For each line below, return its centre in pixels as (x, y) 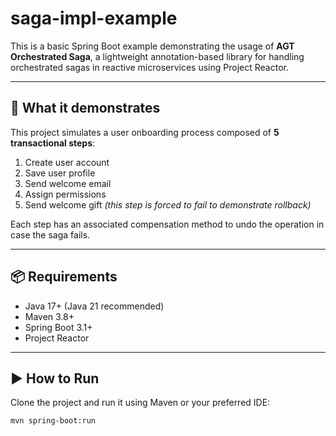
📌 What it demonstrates (85, 108)
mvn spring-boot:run (53, 421)
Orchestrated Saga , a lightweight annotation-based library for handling (157, 56)
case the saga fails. (50, 234)
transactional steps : (53, 143)
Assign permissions (65, 194)
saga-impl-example (94, 18)
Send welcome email (68, 183)
